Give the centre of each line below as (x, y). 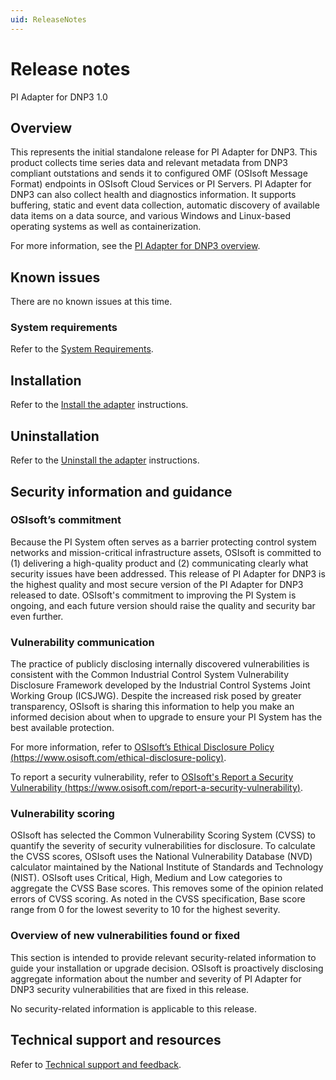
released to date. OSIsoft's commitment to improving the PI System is (153, 595)
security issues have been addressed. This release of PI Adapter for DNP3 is (168, 573)
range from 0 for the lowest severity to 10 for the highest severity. (145, 910)
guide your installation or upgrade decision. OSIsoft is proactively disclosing (167, 968)
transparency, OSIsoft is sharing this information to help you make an (152, 707)
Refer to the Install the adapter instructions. (99, 405)
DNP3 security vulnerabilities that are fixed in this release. (130, 989)
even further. (37, 616)
